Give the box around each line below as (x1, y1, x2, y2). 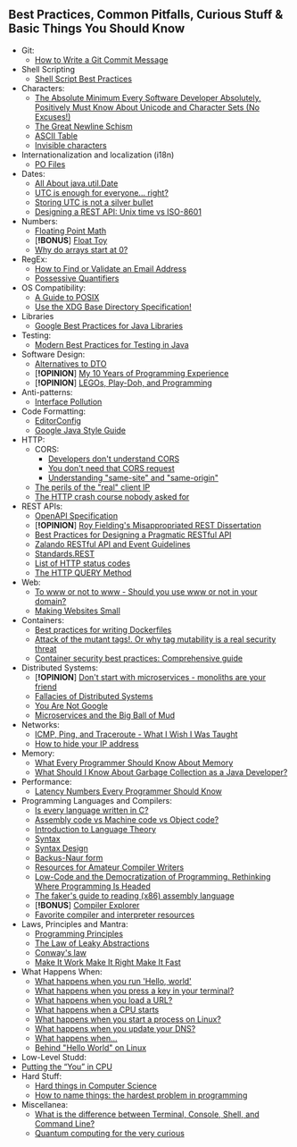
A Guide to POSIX (34, 291, 100, 302)
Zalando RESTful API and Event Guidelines (34, 538, 191, 549)
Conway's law (34, 947, 87, 957)
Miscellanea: (21, 1099, 69, 1109)
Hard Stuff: (21, 1070, 62, 1081)
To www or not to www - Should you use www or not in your (34, 586, 258, 597)
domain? (34, 595, 67, 606)
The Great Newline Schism (34, 121, 133, 131)
